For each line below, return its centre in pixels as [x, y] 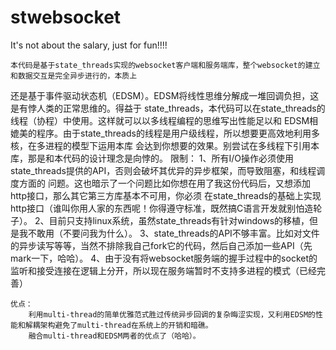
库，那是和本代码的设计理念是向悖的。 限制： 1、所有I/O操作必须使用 [152, 158]
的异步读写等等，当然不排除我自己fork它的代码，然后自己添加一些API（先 [161, 245]
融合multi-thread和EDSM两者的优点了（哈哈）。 [114, 336]
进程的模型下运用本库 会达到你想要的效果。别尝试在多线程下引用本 [182, 145]
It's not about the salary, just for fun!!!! [89, 45]
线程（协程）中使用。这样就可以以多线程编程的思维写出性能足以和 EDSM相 [164, 120]
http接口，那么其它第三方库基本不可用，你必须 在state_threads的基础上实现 [166, 195]
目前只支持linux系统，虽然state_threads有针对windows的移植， [179, 220]
